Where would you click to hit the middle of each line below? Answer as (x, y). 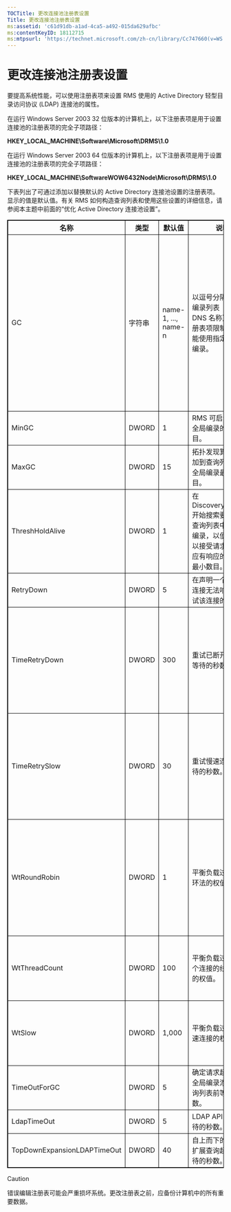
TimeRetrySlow (36, 766)
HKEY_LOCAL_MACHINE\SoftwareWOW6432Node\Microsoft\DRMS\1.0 (112, 178)
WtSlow (24, 1033)
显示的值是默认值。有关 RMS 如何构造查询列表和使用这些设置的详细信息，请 (115, 201)
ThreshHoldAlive (38, 531)
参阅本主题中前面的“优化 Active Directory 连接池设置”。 (86, 209)
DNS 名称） (209, 318)
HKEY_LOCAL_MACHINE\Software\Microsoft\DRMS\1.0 (88, 141)
